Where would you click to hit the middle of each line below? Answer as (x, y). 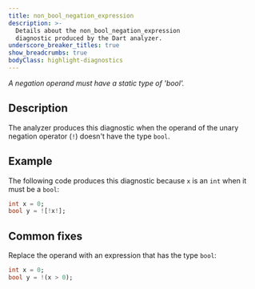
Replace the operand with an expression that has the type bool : (113, 255)
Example (30, 161)
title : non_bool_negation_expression (71, 16)
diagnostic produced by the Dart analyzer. (89, 38)
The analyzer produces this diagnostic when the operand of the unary (124, 127)
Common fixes (45, 236)
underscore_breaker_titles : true (64, 46)
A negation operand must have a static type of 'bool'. (96, 83)
